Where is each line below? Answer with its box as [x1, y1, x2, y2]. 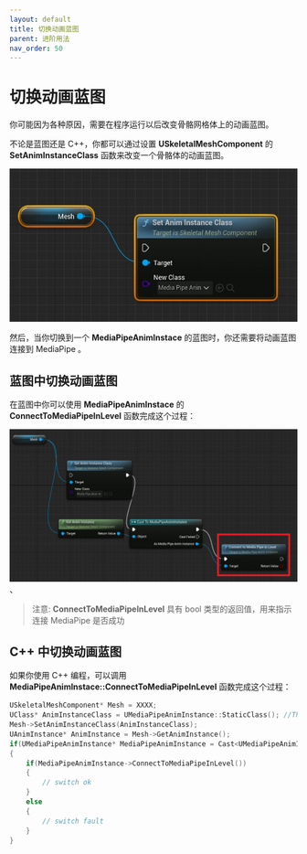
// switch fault [42, 817, 104, 826]
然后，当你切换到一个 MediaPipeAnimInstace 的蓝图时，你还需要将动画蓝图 [9, 332, 297, 343]
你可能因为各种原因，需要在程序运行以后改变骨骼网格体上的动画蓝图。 [9, 119, 274, 130]
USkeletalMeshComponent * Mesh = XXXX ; [9, 700, 157, 710]
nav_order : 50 [9, 44, 64, 53]
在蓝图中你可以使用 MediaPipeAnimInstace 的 [9, 399, 185, 411]
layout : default [9, 15, 71, 24]
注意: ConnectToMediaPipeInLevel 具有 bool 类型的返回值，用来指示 [31, 603, 292, 614]
